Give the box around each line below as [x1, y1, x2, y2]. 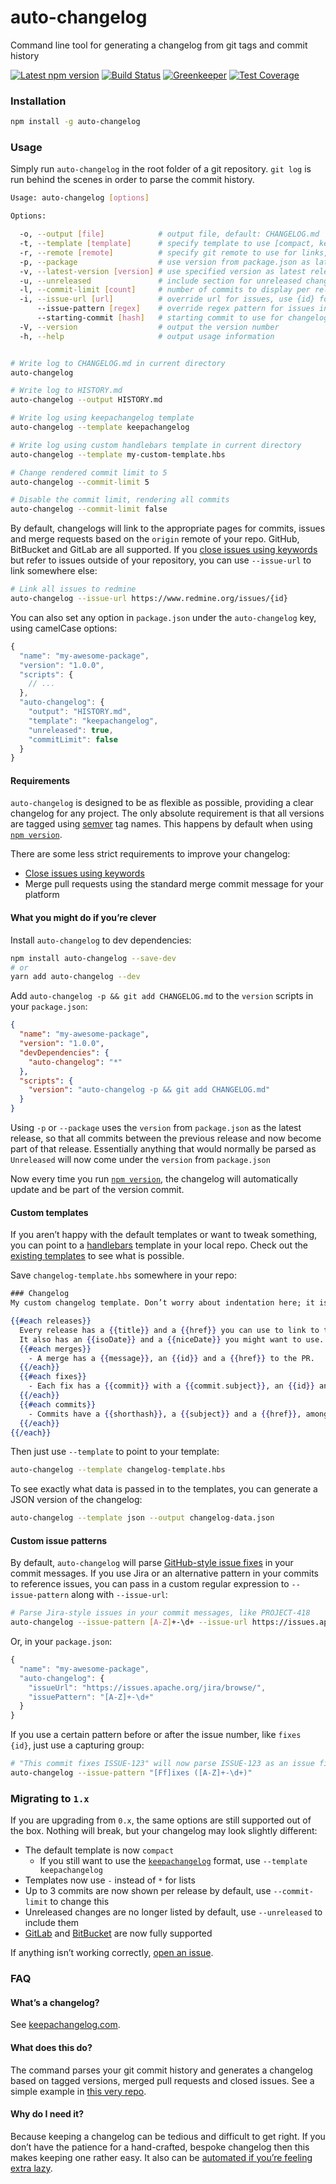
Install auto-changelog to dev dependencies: [10, 934, 192, 946]
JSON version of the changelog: [10, 1494, 143, 1506]
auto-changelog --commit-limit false [10, 504, 168, 515]
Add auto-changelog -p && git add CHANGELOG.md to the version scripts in [10, 990, 314, 1002]
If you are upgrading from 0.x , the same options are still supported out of [10, 1814, 312, 1826]
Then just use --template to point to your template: [10, 1446, 220, 1458]
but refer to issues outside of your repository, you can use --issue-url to [10, 554, 312, 566]
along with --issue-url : [71, 1589, 168, 1601]
